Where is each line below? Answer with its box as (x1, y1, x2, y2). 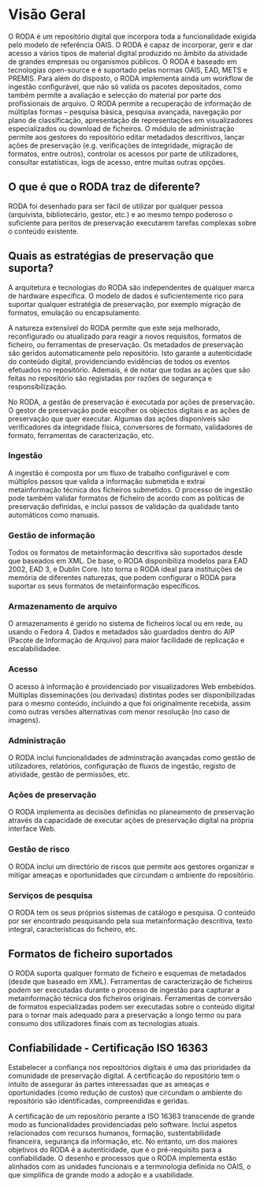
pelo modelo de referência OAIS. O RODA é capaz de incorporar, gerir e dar (8, 39, 254, 49)
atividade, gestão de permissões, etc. (8, 769, 131, 779)
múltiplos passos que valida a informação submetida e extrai (8, 476, 206, 486)
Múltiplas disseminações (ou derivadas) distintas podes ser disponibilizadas (8, 690, 256, 699)
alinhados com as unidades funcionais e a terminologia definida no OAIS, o (8, 1162, 251, 1171)
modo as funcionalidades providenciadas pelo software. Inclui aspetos (8, 1119, 238, 1129)
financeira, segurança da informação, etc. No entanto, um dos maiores (8, 1136, 238, 1146)
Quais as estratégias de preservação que (8, 249, 214, 263)
